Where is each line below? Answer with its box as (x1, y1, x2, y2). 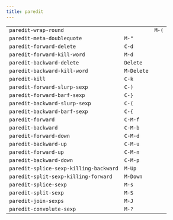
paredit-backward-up (9, 140, 67, 147)
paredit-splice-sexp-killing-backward (9, 165, 118, 172)
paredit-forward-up (9, 148, 64, 156)
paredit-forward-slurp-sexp (9, 83, 88, 90)
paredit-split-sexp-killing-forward (9, 173, 113, 180)
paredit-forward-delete (9, 43, 76, 50)
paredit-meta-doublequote (9, 35, 82, 41)
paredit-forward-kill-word (9, 51, 85, 58)
